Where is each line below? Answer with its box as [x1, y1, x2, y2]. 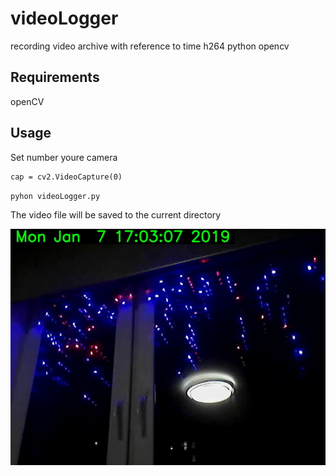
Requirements [10, 69, 100, 86]
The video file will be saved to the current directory [10, 208, 222, 221]
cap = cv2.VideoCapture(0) [10, 172, 123, 182]
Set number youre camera [10, 151, 118, 163]
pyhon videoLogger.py [10, 191, 101, 201]
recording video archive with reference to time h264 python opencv [10, 40, 290, 52]
